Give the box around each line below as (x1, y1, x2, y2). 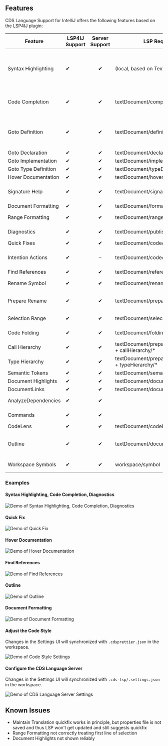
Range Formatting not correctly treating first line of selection (12, 730, 137, 736)
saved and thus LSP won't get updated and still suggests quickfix (12, 725, 147, 731)
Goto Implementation (7, 157, 57, 164)
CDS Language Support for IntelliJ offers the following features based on (5, 17, 155, 23)
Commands (7, 411, 35, 418)
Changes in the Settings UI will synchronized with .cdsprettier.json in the (5, 639, 159, 645)
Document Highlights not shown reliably (12, 735, 95, 741)
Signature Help (7, 188, 43, 195)
